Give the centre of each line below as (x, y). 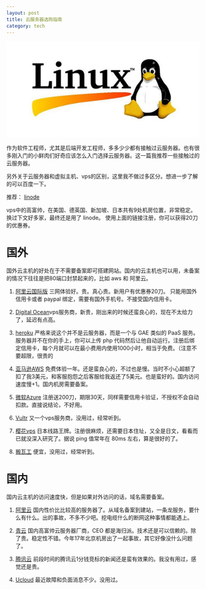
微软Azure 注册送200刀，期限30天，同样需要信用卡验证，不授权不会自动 (107, 397)
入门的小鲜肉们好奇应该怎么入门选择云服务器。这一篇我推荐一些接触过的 (108, 156)
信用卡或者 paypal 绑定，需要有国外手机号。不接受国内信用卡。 (95, 299)
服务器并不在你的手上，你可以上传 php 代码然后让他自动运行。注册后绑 (105, 341)
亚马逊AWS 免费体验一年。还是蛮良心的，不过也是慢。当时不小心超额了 (105, 369)
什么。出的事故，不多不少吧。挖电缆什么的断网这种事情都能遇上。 (109, 518)
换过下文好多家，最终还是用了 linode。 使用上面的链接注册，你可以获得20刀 (102, 218)
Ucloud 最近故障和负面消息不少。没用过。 (68, 580)
